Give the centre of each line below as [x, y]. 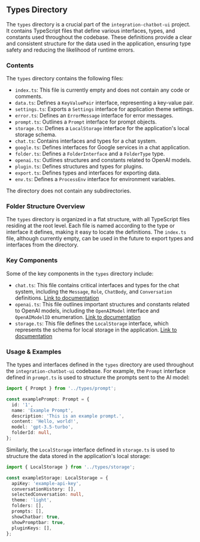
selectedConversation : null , [48, 495]
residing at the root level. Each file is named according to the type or [90, 226]
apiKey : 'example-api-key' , [47, 483]
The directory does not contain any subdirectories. [69, 191]
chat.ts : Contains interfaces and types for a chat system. [86, 141]
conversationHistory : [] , [44, 489]
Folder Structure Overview [46, 206]
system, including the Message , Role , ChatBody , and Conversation [93, 291]
